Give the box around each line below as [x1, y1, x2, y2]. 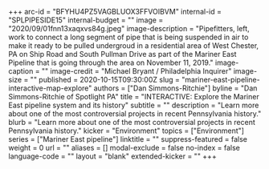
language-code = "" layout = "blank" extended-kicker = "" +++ [8, 151, 217, 161]
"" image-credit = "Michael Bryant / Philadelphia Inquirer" [41, 66, 232, 75]
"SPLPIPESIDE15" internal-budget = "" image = [8, 15, 164, 25]
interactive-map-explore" [8, 83, 92, 93]
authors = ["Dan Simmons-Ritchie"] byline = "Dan [93, 83, 258, 93]
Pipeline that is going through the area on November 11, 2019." [8, 58, 214, 67]
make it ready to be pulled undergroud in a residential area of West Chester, [8, 41, 259, 50]
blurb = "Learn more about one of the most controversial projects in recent [8, 118, 255, 127]
